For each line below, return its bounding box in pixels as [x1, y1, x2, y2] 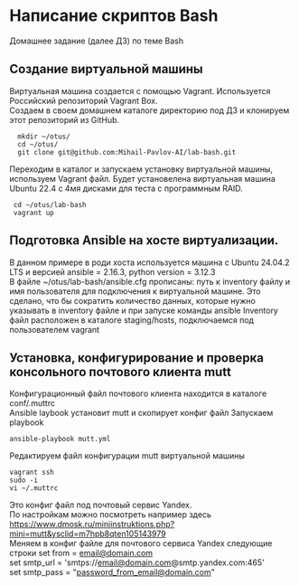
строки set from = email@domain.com [9, 548, 154, 559]
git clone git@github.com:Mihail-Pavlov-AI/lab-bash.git [17, 147, 237, 156]
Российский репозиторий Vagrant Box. [9, 95, 158, 106]
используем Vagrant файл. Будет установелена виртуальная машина [9, 173, 276, 184]
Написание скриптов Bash [9, 5, 219, 26]
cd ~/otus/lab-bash [13, 200, 88, 209]
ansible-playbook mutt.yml [9, 435, 111, 444]
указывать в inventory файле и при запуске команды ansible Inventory [9, 305, 278, 316]
